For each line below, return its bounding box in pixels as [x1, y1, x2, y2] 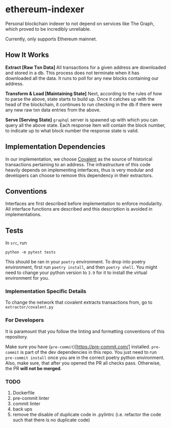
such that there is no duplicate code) [12, 417, 90, 423]
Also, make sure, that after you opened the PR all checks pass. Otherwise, [5, 359, 161, 366]
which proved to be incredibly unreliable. [5, 26, 91, 32]
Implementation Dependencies [5, 142, 106, 151]
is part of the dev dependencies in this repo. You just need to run [20, 349, 157, 355]
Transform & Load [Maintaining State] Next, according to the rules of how [5, 91, 162, 97]
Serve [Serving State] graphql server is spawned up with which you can [5, 117, 158, 123]
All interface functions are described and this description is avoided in [5, 206, 153, 212]
